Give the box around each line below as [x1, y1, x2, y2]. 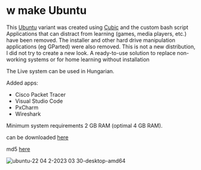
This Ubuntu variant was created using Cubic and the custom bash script [6, 24, 189, 31]
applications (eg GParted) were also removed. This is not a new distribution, [6, 43, 196, 50]
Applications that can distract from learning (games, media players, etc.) [6, 30, 186, 37]
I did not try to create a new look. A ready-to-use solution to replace [6, 49, 176, 56]
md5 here [6, 145, 30, 152]
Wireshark [15, 110, 41, 117]
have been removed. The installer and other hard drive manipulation [6, 36, 176, 44]
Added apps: [6, 79, 38, 87]
